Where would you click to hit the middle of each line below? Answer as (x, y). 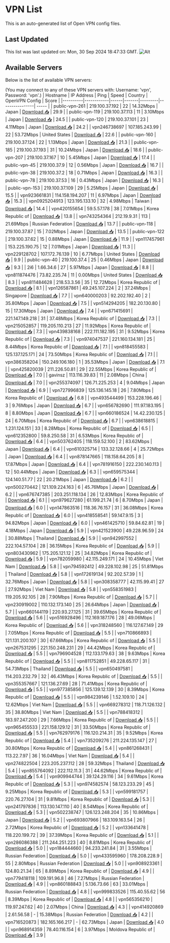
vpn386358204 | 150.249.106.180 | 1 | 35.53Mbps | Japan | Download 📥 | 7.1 (85, 362)
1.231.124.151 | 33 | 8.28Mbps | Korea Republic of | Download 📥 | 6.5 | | (79, 428)
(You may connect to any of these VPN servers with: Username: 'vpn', (78, 89)
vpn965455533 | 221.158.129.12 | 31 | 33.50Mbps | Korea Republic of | (78, 727)
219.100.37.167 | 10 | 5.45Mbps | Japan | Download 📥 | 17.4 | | (91, 157)
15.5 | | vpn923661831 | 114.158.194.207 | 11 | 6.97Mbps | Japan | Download (83, 195)
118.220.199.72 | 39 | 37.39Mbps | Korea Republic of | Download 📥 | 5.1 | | (82, 835)
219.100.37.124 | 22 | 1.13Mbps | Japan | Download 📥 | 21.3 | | (69, 142)
